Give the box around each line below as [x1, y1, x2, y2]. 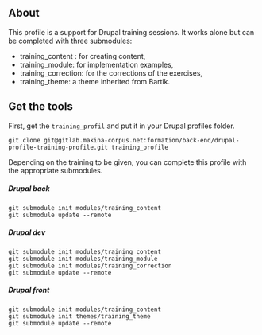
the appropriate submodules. [8, 166, 103, 175]
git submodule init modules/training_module [8, 255, 158, 263]
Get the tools [8, 99, 73, 114]
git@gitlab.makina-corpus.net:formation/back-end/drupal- [43, 136, 240, 144]
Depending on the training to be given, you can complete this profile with [8, 157, 247, 166]
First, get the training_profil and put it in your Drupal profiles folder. [8, 121, 236, 130]
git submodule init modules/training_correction [8, 262, 172, 270]
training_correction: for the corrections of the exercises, [19, 68, 203, 78]
